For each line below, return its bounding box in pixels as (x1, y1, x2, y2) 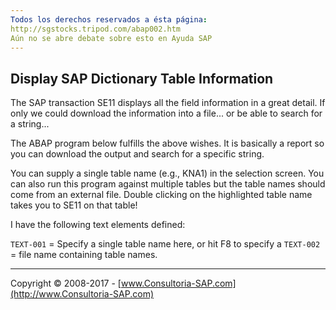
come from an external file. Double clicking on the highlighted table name (10, 189, 313, 201)
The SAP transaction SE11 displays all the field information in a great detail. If (10, 97, 326, 109)
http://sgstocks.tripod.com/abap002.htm (10, 24, 182, 34)
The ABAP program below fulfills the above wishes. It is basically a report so (10, 137, 325, 150)
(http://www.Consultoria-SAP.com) (10, 288, 154, 300)
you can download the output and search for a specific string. (10, 148, 265, 160)
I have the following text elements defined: (10, 219, 186, 231)
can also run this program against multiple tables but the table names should (10, 178, 326, 190)
